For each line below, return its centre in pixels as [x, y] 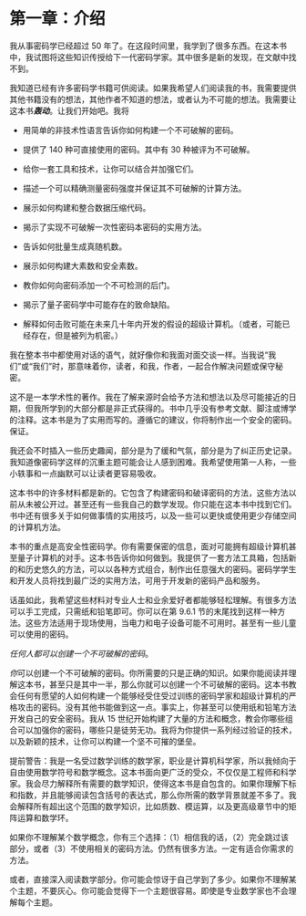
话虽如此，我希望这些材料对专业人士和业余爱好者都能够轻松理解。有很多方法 [153, 599]
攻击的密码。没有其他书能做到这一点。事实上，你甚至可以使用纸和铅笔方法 [157, 707]
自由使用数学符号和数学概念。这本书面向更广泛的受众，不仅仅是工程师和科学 [153, 772]
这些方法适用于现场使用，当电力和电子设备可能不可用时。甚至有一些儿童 [161, 622]
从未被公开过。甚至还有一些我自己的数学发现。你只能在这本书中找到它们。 [157, 504]
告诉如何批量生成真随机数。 [75, 246]
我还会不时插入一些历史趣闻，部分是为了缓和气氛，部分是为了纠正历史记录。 [153, 450]
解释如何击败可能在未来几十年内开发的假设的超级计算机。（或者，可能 [152, 324]
